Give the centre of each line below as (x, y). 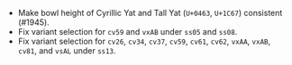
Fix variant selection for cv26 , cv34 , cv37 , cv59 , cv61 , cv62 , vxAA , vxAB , (144, 41)
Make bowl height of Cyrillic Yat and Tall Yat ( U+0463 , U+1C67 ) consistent (150, 13)
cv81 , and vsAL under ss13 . (67, 51)
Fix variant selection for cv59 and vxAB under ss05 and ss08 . (128, 32)
